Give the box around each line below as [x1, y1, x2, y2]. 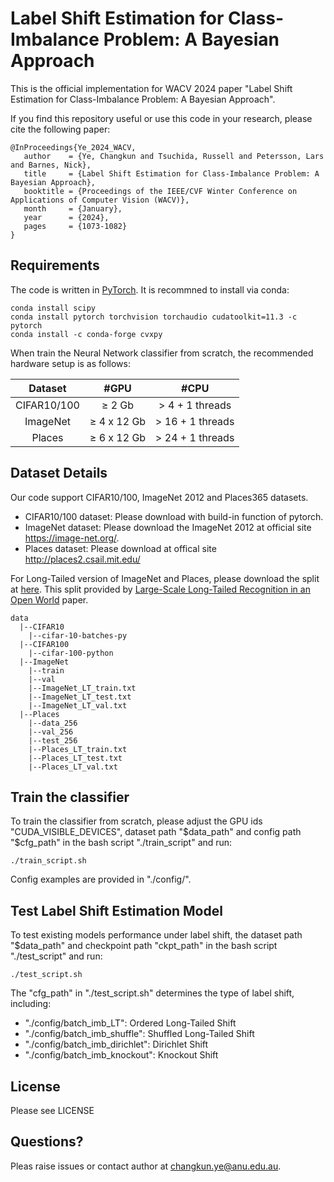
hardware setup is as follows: [10, 357, 132, 369]
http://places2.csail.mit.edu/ [24, 553, 141, 565]
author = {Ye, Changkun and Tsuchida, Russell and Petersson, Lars [23, 151, 325, 161]
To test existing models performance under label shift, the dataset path [10, 929, 303, 941]
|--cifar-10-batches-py [28, 630, 128, 641]
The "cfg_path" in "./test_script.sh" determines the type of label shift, [10, 987, 295, 999]
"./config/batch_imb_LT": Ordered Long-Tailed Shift [24, 1017, 237, 1029]
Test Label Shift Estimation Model [10, 902, 223, 919]
